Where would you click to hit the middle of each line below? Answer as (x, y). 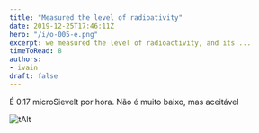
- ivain (24, 68)
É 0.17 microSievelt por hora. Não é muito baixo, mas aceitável (124, 102)
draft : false (34, 76)
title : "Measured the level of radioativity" (96, 18)
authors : (26, 59)
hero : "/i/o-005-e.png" (54, 34)
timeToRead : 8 (36, 51)
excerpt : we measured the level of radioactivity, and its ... (130, 43)
